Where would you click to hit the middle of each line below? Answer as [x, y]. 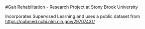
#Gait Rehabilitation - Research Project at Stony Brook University [72, 7]
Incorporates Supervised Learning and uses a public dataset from [73, 16]
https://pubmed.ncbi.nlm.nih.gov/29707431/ [50, 22]
